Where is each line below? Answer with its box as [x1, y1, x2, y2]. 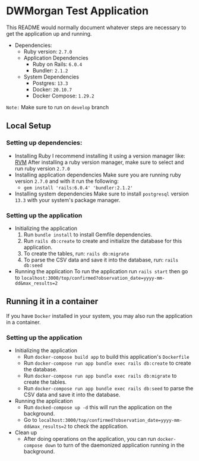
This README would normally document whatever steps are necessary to [6, 24, 187, 31]
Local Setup [6, 121, 52, 131]
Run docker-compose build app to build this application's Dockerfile [23, 353, 189, 361]
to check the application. [68, 423, 129, 430]
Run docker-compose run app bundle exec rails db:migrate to [23, 372, 177, 380]
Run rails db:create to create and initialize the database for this [23, 237, 182, 244]
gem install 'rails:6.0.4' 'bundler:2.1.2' [23, 185, 134, 191]
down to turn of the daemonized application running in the [45, 441, 185, 449]
